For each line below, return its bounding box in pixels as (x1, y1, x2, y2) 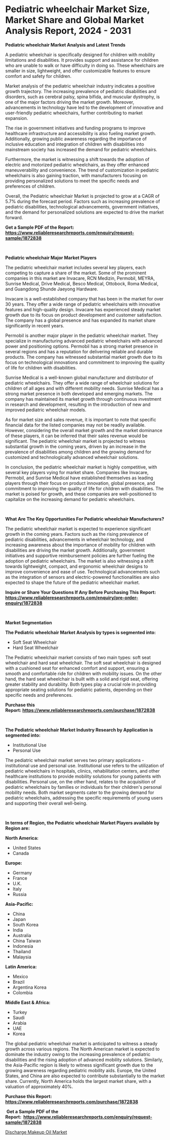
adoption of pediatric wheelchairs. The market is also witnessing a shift (5, 558, 154, 564)
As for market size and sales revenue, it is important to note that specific (5, 416, 156, 423)
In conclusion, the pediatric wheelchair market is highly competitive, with (5, 464, 157, 470)
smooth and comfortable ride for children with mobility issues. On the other (5, 670, 162, 677)
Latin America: (5, 963, 37, 969)
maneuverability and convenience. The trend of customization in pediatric (5, 167, 159, 173)
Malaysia (12, 954, 31, 960)
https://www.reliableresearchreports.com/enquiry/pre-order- (5, 595, 139, 601)
